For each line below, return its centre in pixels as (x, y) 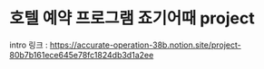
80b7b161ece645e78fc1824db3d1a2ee (82, 55)
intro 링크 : (29, 45)
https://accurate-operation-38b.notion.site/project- (146, 45)
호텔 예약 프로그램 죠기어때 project (132, 18)
